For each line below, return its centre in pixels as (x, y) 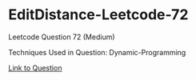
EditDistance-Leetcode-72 (98, 15)
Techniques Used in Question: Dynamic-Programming (97, 52)
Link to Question (35, 68)
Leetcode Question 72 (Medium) (62, 37)
